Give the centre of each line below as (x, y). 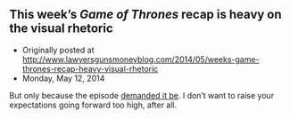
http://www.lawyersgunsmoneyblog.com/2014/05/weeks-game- (141, 59)
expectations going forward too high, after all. (93, 105)
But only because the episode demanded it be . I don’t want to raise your (142, 95)
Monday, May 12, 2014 (63, 78)
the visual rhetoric (61, 29)
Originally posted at (58, 50)
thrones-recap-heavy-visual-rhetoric (90, 68)
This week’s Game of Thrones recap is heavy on (146, 15)
